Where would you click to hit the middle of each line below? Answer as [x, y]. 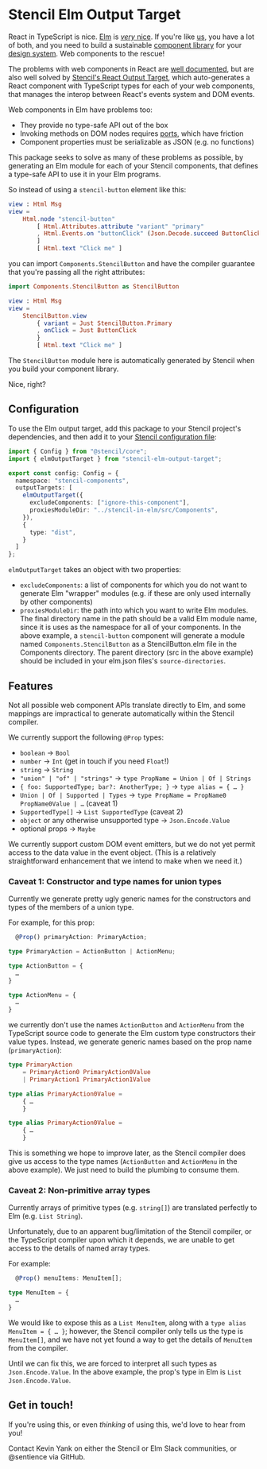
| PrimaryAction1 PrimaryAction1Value [87, 1079]
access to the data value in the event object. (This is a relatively [112, 852]
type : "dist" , [53, 532]
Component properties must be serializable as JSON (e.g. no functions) [137, 141]
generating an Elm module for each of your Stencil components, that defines [133, 165]
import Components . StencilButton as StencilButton [94, 287]
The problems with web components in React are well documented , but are [131, 68]
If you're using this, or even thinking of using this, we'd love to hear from [127, 1425]
